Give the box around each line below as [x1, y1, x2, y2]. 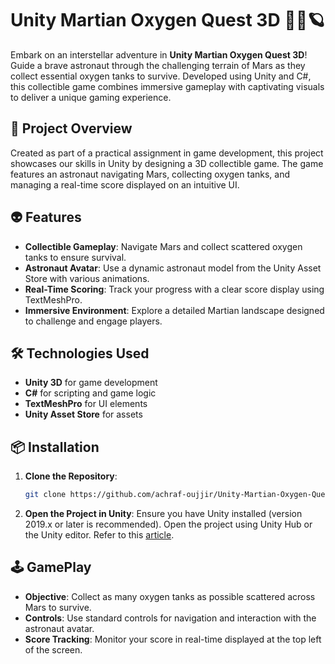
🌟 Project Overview [10, 120, 133, 137]
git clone [24, 490, 67, 500]
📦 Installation [10, 438, 100, 456]
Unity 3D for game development [24, 377, 158, 389]
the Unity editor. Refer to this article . [24, 529, 175, 541]
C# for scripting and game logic [24, 387, 157, 399]
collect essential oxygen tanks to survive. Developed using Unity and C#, [10, 70, 312, 82]
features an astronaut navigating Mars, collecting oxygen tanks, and [10, 168, 291, 180]
